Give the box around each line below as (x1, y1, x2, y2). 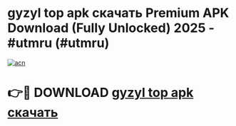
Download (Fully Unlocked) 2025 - (7, 20, 215, 36)
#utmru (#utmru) (7, 35, 110, 51)
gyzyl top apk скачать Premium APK (7, 5, 230, 21)
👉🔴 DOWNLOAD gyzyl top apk (7, 85, 194, 101)
